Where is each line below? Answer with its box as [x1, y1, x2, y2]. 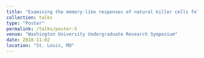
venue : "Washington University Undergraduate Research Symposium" [6, 31, 178, 37]
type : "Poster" [6, 20, 45, 26]
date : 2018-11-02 [6, 37, 50, 43]
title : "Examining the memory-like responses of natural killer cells [6, 8, 189, 15]
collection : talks [6, 14, 53, 21]
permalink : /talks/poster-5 [6, 25, 78, 32]
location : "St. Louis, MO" [6, 43, 75, 49]
